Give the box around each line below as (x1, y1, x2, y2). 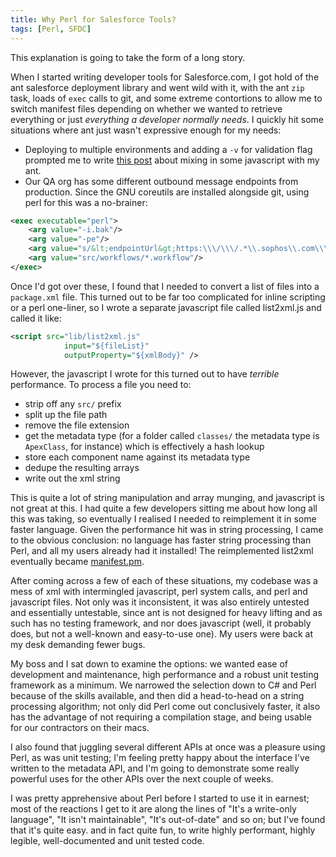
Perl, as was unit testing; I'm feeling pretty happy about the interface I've (10, 752, 310, 764)
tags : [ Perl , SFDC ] (10, 24, 92, 34)
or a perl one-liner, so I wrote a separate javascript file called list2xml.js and (10, 301, 322, 313)
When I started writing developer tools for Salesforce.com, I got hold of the (10, 71, 320, 83)
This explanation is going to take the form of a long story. (10, 51, 246, 63)
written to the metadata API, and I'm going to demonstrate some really (10, 762, 300, 775)
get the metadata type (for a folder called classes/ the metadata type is (24, 430, 320, 442)
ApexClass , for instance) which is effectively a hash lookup (24, 441, 265, 453)
